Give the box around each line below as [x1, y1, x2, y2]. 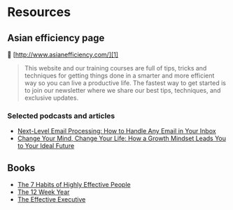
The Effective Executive [17, 195, 86, 204]
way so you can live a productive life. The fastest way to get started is [24, 79, 226, 87]
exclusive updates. [24, 93, 79, 102]
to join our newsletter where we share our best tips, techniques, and [24, 87, 221, 94]
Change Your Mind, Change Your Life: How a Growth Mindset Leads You [17, 134, 226, 143]
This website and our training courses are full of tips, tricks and [24, 64, 207, 72]
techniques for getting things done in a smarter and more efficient [24, 71, 215, 80]
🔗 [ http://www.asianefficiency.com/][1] [7, 50, 119, 59]
